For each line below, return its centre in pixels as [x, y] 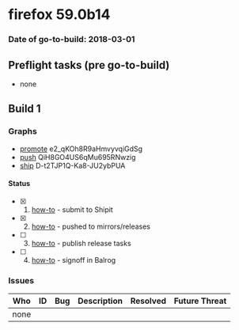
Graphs [23, 131]
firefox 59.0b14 [59, 15]
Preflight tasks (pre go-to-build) [89, 65]
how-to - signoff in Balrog [74, 260]
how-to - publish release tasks [82, 243]
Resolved [148, 301]
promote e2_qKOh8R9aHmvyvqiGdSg [81, 149]
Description [100, 301]
